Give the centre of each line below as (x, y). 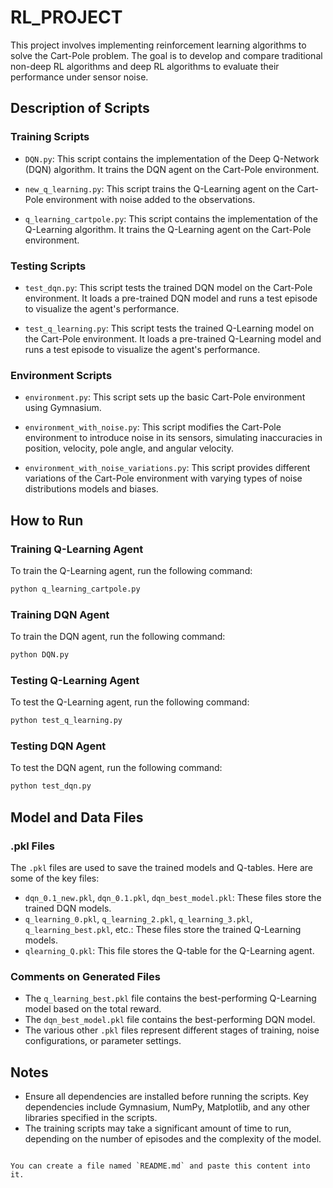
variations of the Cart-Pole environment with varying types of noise (163, 478)
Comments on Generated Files (85, 976)
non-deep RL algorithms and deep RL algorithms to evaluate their (145, 66)
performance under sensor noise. (79, 77)
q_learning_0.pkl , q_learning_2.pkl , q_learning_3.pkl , (138, 918)
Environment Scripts (61, 375)
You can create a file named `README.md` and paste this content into (160, 1166)
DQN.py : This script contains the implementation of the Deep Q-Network (172, 158)
